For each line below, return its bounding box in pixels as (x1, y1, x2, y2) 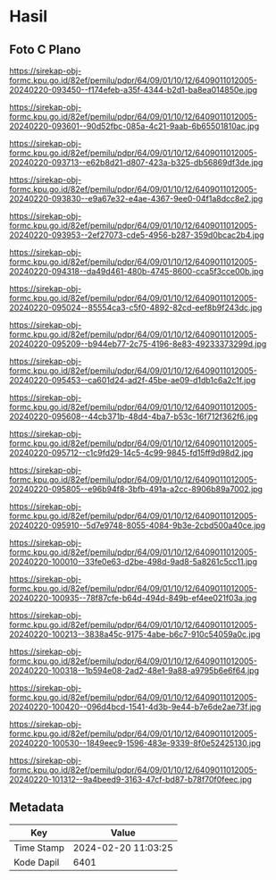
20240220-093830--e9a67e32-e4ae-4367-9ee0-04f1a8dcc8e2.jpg (9, 194, 263, 204)
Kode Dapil (13, 856, 60, 868)
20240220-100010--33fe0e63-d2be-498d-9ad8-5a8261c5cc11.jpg (9, 557, 257, 566)
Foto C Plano (9, 42, 81, 57)
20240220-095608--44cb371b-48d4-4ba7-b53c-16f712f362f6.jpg (9, 411, 259, 422)
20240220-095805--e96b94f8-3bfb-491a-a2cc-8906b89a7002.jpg (9, 484, 263, 494)
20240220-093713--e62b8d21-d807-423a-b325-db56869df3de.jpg (9, 157, 263, 167)
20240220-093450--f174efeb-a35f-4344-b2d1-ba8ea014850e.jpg (9, 85, 257, 95)
